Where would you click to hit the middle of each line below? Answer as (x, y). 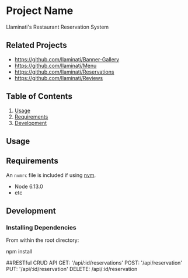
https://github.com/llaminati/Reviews (59, 78)
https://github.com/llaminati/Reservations (64, 72)
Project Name (40, 11)
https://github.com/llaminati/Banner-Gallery (67, 59)
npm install (19, 252)
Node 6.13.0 (29, 186)
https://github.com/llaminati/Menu (55, 65)
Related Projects (36, 45)
